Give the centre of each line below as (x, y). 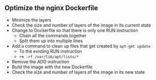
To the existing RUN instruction (50, 51)
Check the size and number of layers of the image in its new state (78, 72)
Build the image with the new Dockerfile (52, 67)
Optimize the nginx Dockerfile (51, 8)
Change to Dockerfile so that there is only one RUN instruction (75, 30)
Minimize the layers (31, 20)
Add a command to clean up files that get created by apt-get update (81, 46)
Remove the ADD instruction (40, 61)
